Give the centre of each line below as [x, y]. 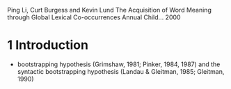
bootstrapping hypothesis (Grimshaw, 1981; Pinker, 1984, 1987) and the [119, 64]
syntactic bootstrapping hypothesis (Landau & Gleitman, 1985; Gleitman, [121, 71]
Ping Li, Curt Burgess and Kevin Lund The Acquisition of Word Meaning [110, 10]
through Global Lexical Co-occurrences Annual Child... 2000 [94, 17]
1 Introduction [48, 45]
